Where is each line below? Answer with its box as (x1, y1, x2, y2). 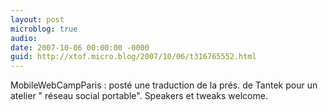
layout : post (10, 14, 65, 25)
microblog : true (10, 24, 78, 34)
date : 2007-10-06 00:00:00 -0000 (10, 42, 150, 53)
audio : (10, 33, 38, 43)
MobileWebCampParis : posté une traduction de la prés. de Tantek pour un (10, 79, 318, 91)
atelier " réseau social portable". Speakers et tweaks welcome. (10, 90, 268, 102)
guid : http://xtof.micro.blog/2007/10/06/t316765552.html (10, 52, 257, 62)
